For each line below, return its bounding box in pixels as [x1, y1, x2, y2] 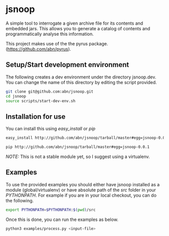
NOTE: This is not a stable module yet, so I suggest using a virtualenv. [6, 153, 150, 160]
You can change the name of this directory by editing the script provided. [6, 79, 157, 85]
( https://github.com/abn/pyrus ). [6, 46, 72, 52]
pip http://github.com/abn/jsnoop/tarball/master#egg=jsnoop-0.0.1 [6, 144, 150, 149]
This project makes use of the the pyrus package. [6, 40, 108, 46]
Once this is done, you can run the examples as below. [6, 216, 118, 222]
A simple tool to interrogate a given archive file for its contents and [6, 20, 143, 26]
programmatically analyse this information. [6, 31, 94, 37]
